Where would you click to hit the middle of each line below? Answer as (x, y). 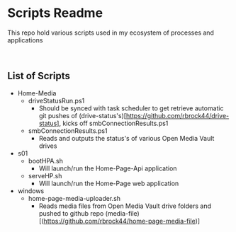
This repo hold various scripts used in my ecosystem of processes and (111, 33)
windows (31, 191)
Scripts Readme (55, 13)
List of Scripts (39, 76)
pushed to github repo (71, 213)
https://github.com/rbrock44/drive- (178, 115)
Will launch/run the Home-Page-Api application (108, 168)
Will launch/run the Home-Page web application (109, 183)
